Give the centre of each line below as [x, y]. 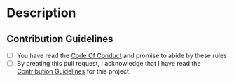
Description [41, 13]
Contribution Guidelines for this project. [74, 71]
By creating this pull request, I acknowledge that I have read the [109, 64]
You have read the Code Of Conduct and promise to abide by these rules [122, 55]
